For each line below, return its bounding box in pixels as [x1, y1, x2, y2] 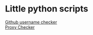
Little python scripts [5, 3, 89, 14]
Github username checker [5, 19, 57, 25]
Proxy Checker [5, 24, 35, 30]
